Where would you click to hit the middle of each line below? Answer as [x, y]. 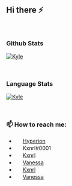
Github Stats [25, 43]
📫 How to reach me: [37, 124]
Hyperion [34, 141]
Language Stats [30, 84]
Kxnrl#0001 [37, 148]
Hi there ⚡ [25, 10]
